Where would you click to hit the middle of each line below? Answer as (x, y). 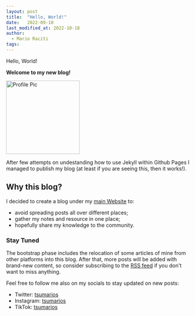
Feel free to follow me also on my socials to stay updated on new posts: (93, 283)
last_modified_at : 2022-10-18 (43, 28)
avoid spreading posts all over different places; (71, 213)
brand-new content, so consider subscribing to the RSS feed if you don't (94, 265)
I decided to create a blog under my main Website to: (70, 201)
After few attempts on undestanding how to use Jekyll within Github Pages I (98, 162)
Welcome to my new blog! (38, 72)
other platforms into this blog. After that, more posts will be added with (92, 259)
